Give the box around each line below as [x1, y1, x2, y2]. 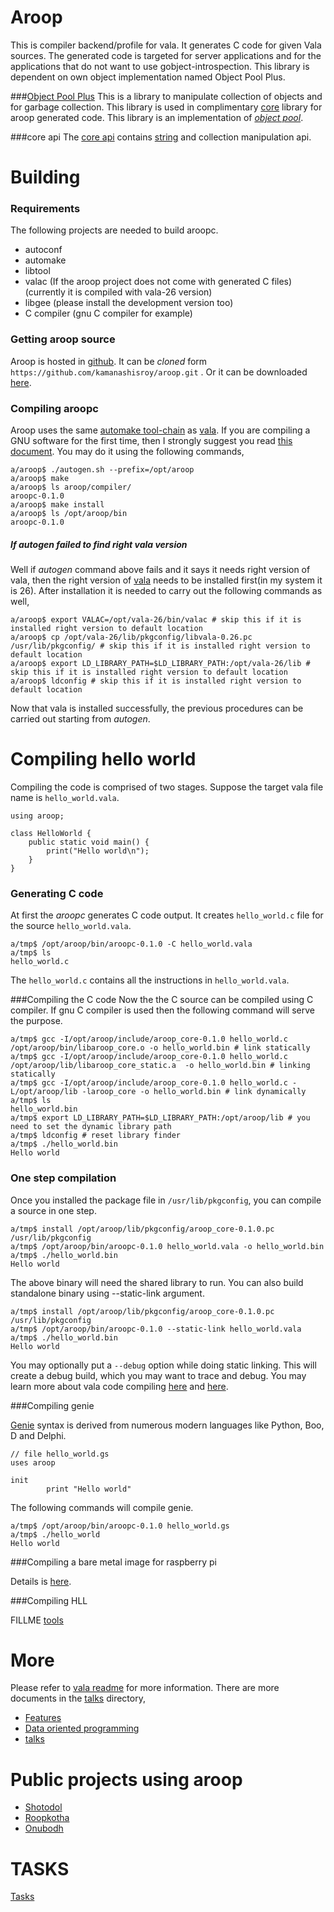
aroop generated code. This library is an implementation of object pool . [10, 111, 304, 123]
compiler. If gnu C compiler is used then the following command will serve [10, 1004, 315, 1016]
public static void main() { [28, 837, 150, 847]
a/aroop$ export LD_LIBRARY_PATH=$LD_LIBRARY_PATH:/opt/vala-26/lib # [10, 658, 311, 668]
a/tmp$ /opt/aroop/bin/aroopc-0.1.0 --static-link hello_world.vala [10, 1324, 302, 1334]
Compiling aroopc [10, 401, 99, 415]
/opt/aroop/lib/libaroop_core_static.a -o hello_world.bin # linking [10, 1061, 311, 1071]
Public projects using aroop [10, 1768, 243, 1791]
